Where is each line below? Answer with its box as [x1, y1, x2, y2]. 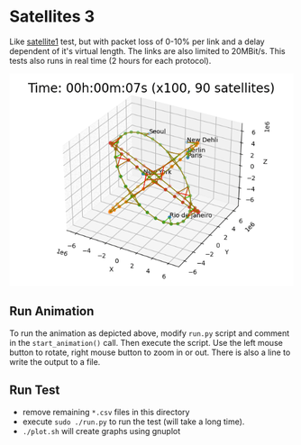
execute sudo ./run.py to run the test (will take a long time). [22, 416, 245, 427]
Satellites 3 [9, 6, 96, 27]
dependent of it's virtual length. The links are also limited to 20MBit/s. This [9, 45, 286, 56]
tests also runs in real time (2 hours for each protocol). [9, 55, 212, 66]
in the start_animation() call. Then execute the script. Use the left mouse [9, 337, 284, 348]
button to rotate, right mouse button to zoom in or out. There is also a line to [9, 347, 291, 358]
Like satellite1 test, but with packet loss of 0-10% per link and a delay [9, 36, 265, 47]
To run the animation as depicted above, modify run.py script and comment [9, 327, 290, 339]
